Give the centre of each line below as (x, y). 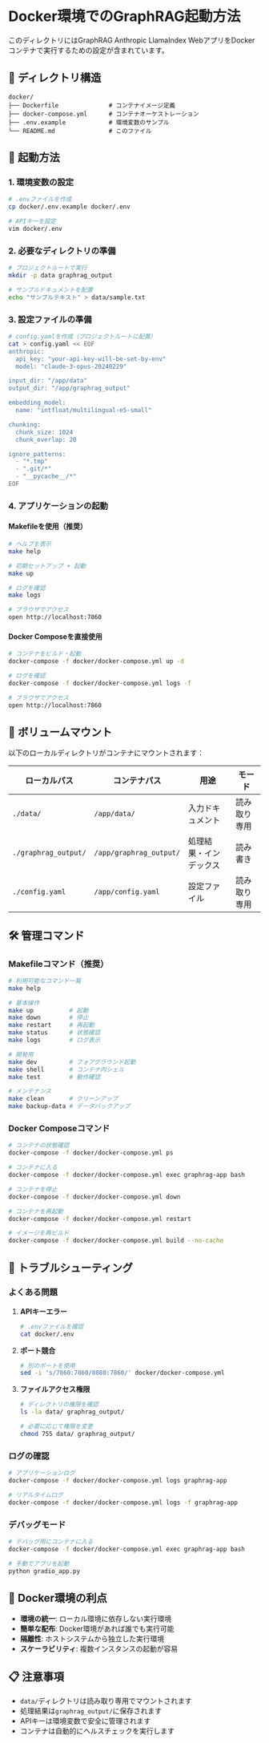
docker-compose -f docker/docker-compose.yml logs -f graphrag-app (123, 1502)
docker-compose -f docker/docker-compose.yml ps (91, 1153)
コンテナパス (137, 781)
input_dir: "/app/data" (48, 381)
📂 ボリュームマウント (60, 732)
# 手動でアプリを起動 (39, 1563)
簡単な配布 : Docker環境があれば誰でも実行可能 (97, 1629)
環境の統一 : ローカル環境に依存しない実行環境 (96, 1619)
